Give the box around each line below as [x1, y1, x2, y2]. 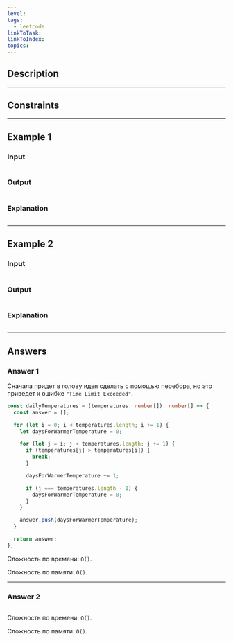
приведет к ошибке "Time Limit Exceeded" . [7, 389, 133, 397]
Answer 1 [7, 366, 40, 376]
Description [7, 68, 59, 80]
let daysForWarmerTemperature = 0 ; [19, 428, 123, 435]
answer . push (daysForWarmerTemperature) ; [19, 517, 138, 524]
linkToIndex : [7, 36, 45, 43]
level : [7, 10, 26, 17]
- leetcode [13, 23, 45, 30]
